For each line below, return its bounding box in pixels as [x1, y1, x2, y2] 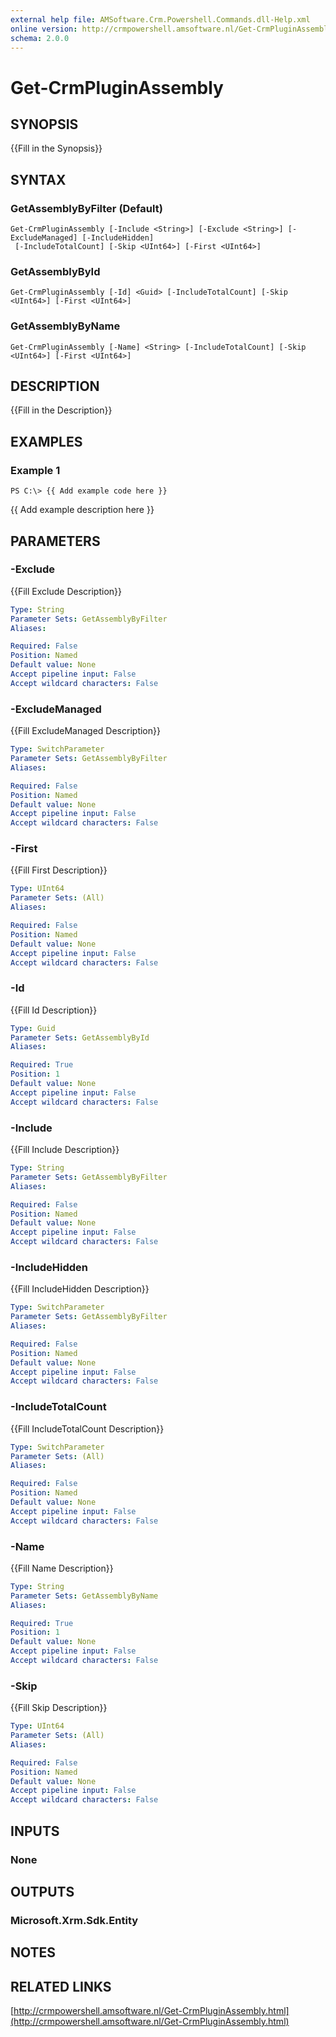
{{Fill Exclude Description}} [10, 585, 122, 597]
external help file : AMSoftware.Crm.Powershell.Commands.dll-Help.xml [10, 14, 311, 25]
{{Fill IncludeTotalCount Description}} [10, 1422, 165, 1435]
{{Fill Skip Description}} [10, 1702, 108, 1714]
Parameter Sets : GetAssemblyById [10, 1032, 150, 1043]
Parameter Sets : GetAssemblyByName [10, 1591, 159, 1601]
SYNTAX [10, 171, 67, 188]
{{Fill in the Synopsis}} [10, 142, 103, 155]
